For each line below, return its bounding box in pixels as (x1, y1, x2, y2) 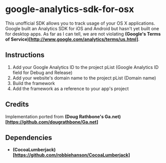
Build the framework (12, 80, 55, 86)
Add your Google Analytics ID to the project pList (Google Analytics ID (12, 64, 159, 70)
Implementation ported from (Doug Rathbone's (5, 113, 104, 119)
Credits (5, 100, 29, 109)
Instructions (5, 51, 45, 59)
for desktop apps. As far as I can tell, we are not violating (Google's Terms (5, 31, 161, 37)
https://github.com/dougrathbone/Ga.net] (7, 119, 99, 125)
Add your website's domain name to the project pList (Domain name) (12, 74, 156, 81)
